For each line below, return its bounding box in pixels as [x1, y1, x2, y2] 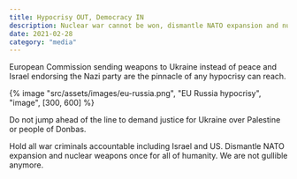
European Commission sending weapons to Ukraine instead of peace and [9, 62, 277, 72]
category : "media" [9, 37, 77, 47]
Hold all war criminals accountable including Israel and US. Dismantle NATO [9, 141, 286, 152]
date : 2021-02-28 [9, 29, 73, 38]
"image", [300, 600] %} [9, 98, 95, 108]
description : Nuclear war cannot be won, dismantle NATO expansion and [9, 21, 278, 30]
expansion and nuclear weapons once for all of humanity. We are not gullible [9, 151, 288, 161]
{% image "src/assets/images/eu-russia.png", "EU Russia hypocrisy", [9, 88, 262, 99]
